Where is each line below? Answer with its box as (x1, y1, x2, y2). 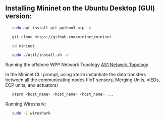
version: (5, 12, 32, 21)
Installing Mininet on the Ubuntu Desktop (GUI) (5, 4, 155, 13)
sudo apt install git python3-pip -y (12, 25, 92, 30)
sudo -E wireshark (12, 111, 51, 116)
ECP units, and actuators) (5, 82, 59, 88)
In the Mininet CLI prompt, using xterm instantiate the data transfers (5, 72, 146, 78)
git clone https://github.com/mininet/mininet (12, 34, 112, 39)
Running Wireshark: (5, 101, 46, 107)
